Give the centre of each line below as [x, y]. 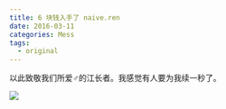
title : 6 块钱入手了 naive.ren [65, 18]
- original [38, 51]
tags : [19, 43]
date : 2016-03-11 [42, 26]
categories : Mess [42, 34]
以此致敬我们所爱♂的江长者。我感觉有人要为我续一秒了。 [115, 78]
